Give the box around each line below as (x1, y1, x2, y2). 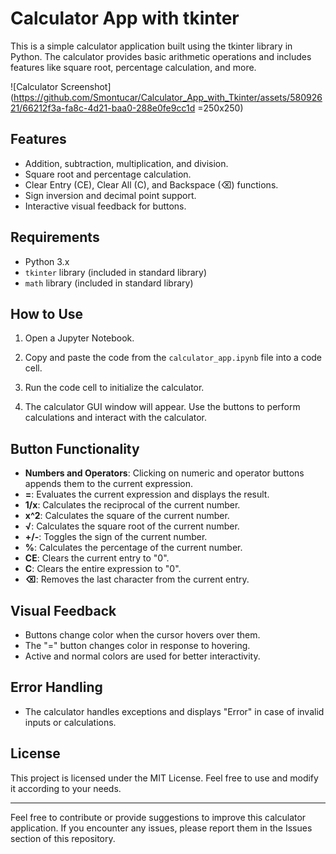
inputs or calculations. (24, 716, 117, 728)
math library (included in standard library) (24, 277, 194, 289)
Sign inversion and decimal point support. (24, 189, 197, 201)
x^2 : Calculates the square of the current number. (24, 510, 230, 522)
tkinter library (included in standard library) (24, 266, 208, 278)
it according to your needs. (10, 782, 122, 794)
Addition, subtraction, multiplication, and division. (24, 157, 229, 169)
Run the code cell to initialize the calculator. (24, 382, 205, 394)
